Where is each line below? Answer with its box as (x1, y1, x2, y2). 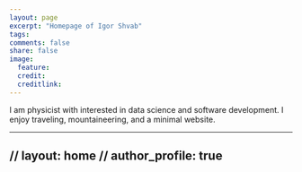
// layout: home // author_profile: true (9, 149, 223, 164)
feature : (17, 64, 50, 73)
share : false (9, 47, 58, 56)
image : (9, 55, 34, 64)
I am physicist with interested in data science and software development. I (9, 104, 284, 115)
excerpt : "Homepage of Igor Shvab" (9, 21, 143, 30)
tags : (9, 30, 30, 39)
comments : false (9, 38, 70, 47)
